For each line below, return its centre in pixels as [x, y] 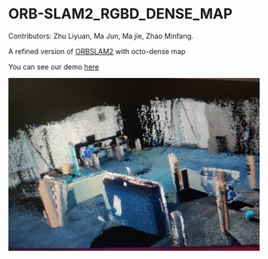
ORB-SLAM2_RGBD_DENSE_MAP [120, 14]
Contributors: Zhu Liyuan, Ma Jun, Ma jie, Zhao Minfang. [101, 36]
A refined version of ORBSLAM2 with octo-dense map [97, 51]
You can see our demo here [54, 67]
